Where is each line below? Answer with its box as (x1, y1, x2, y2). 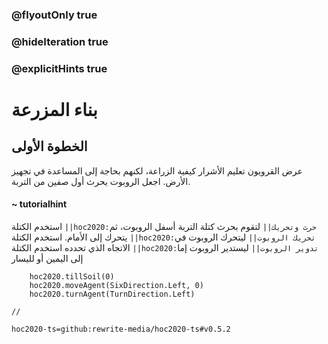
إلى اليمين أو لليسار (11, 252, 84, 264)
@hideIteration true (11, 34, 109, 48)
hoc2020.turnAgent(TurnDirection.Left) (29, 289, 196, 299)
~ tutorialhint (11, 198, 68, 210)
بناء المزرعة (11, 98, 98, 121)
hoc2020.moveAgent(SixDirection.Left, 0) (29, 280, 204, 290)
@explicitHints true (11, 61, 108, 75)
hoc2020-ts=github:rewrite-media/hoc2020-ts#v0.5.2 (11, 324, 231, 334)
